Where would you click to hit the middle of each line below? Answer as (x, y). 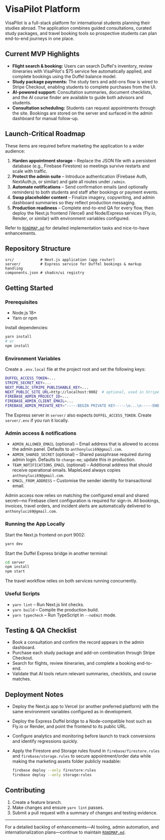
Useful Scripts (23, 594)
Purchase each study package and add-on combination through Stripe (84, 653)
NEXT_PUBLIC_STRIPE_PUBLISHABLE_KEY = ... (47, 387)
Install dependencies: (27, 328)
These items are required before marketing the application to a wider (75, 146)
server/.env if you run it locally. (37, 420)
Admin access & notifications (41, 433)
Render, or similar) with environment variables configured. (71, 218)
